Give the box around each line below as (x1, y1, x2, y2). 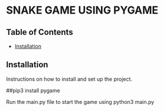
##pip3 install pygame (6, 87, 60, 94)
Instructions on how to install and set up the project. (6, 75, 133, 83)
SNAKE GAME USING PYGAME (6, 4, 159, 17)
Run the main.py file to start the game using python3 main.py (6, 98, 155, 105)
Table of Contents (6, 27, 74, 37)
